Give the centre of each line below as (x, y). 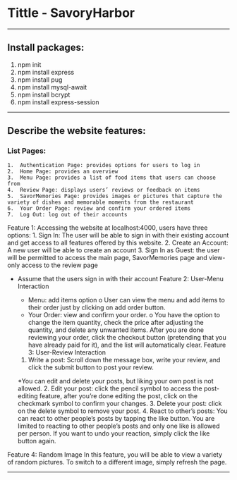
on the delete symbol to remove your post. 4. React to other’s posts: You (122, 411)
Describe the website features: (77, 131)
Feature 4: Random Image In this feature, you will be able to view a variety (115, 455)
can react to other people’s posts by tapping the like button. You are (116, 419)
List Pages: (27, 151)
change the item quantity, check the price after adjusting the (116, 323)
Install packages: (46, 48)
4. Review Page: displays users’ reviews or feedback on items (104, 190)
